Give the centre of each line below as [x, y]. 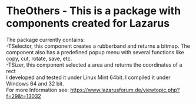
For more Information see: [38, 90]
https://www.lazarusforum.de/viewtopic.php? [125, 90]
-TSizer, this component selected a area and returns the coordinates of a [94, 65]
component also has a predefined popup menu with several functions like [95, 52]
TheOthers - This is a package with [94, 11]
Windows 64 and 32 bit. [35, 83]
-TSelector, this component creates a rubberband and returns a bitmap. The [98, 46]
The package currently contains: [46, 40]
